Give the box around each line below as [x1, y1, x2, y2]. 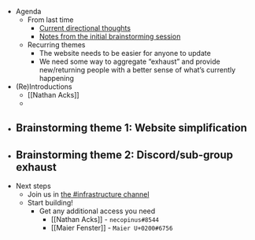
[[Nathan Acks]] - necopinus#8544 [50, 215, 160, 224]
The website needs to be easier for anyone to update [39, 49, 211, 57]
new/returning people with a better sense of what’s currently [39, 65, 236, 74]
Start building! [27, 198, 73, 208]
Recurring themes [27, 40, 86, 50]
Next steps [15, 181, 51, 191]
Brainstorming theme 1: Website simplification [15, 121, 248, 135]
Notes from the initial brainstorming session [39, 31, 181, 41]
